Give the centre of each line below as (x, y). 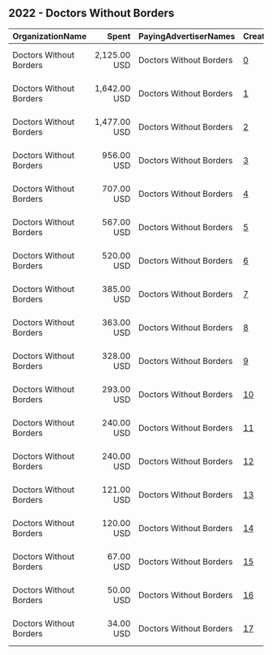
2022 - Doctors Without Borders (91, 13)
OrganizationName (50, 36)
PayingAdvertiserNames (187, 36)
